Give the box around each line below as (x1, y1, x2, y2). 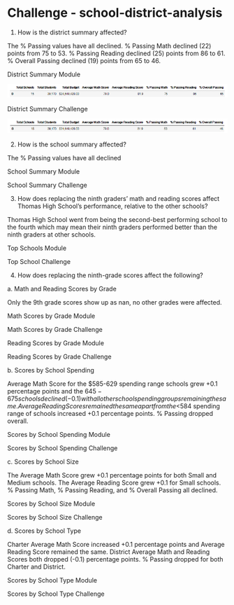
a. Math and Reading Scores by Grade (7, 284, 117, 293)
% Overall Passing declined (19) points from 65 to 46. (7, 56, 161, 64)
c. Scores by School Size (7, 457, 79, 466)
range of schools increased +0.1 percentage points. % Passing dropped (7, 409, 214, 417)
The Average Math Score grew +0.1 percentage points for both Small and (7, 471, 217, 479)
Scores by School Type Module (7, 576, 98, 584)
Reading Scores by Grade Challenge (7, 352, 112, 361)
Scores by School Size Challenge (7, 513, 103, 521)
